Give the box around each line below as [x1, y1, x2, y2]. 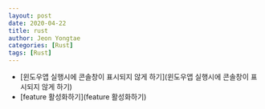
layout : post [8, 11, 52, 20]
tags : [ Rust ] [8, 49, 52, 57]
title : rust [8, 26, 48, 34]
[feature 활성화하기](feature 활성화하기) [19, 92, 147, 101]
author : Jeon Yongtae [8, 34, 81, 42]
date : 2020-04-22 [8, 19, 67, 27]
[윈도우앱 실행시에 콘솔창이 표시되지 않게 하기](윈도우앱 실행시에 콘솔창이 [19, 72, 249, 81]
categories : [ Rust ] [8, 42, 74, 50]
